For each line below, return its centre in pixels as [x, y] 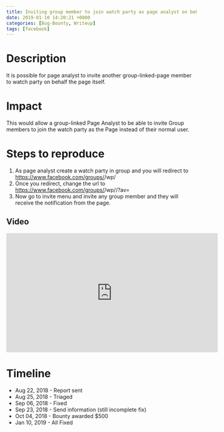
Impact [24, 106]
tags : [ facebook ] [28, 29]
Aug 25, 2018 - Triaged [43, 396]
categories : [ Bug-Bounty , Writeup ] [51, 23]
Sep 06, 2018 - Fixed [41, 403]
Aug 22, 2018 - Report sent [49, 390]
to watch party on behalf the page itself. [56, 82]
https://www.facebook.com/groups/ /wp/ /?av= [72, 190]
